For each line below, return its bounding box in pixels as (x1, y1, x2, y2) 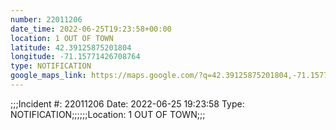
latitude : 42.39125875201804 (10, 42, 132, 53)
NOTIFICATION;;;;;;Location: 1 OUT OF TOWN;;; (10, 108, 206, 120)
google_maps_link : (10, 71, 87, 81)
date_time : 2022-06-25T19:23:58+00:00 (10, 24, 172, 34)
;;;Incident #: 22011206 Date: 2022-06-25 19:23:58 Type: (10, 97, 245, 110)
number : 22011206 (10, 14, 83, 25)
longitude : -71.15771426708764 (10, 52, 141, 62)
